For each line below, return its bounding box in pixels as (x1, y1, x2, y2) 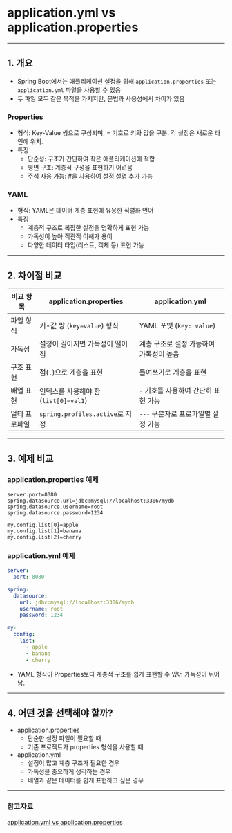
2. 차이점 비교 (7, 269, 62, 281)
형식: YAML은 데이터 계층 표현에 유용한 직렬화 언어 (17, 206, 154, 215)
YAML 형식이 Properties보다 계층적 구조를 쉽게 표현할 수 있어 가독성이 (17, 670, 207, 678)
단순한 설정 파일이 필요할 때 (27, 734, 101, 742)
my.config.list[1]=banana (7, 528, 81, 535)
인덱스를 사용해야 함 (39, 386, 101, 396)
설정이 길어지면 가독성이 (39, 339, 114, 349)
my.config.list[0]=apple (7, 521, 79, 528)
